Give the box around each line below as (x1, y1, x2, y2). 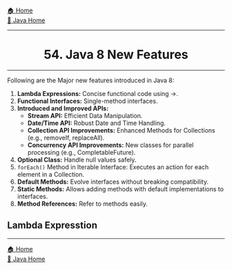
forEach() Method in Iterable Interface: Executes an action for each (17, 162, 209, 171)
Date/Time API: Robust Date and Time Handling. (27, 119, 166, 127)
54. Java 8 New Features (43, 47, 188, 63)
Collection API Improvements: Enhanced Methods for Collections (27, 126, 215, 134)
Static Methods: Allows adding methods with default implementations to (17, 184, 224, 193)
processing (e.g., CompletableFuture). (27, 148, 136, 156)
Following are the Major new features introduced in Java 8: (7, 76, 175, 84)
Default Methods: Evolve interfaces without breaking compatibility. (17, 177, 209, 186)
